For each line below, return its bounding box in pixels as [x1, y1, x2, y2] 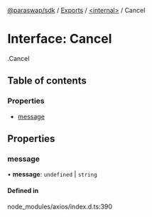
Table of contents [7, 74, 87, 87]
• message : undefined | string [7, 170, 97, 179]
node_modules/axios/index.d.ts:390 [7, 202, 112, 211]
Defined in [7, 186, 39, 194]
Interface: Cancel [7, 31, 112, 47]
